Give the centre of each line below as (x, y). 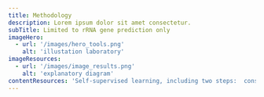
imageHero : (26, 37)
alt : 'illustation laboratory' (73, 52)
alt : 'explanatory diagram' (68, 74)
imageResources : (35, 59)
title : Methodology (40, 15)
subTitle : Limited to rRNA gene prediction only (89, 30)
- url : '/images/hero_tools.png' (70, 45)
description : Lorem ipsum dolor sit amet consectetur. (100, 23)
